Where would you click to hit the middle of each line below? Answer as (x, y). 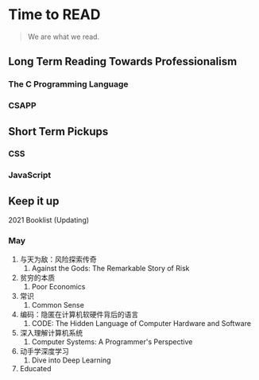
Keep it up (34, 201)
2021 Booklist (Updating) (49, 220)
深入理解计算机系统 (51, 332)
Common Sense (58, 304)
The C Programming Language (68, 84)
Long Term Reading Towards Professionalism (123, 62)
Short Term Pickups (58, 132)
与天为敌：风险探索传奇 (58, 259)
